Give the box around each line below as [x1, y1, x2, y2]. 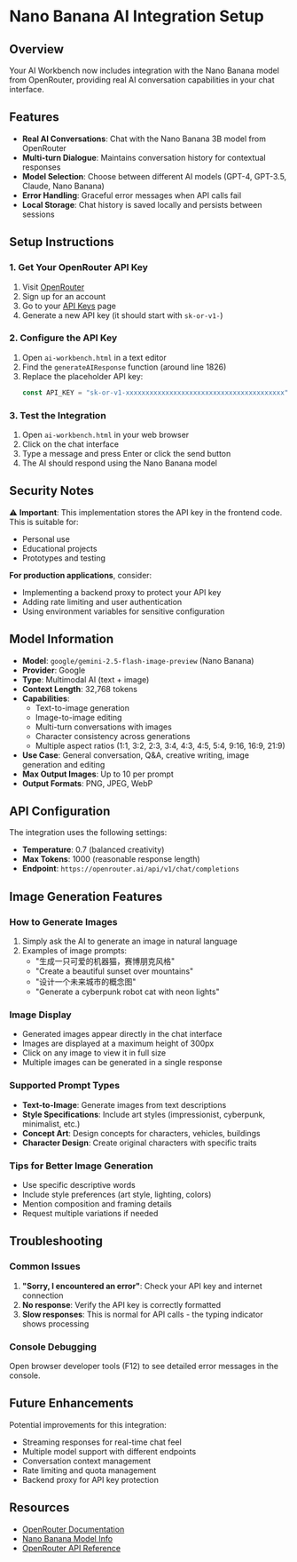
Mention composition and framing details [21, 1198, 173, 1209]
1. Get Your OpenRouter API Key [9, 261, 149, 274]
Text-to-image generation [35, 702, 130, 713]
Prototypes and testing [21, 553, 106, 563]
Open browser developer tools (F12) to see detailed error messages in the [9, 1360, 279, 1371]
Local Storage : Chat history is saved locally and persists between [21, 199, 262, 210]
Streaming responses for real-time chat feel [21, 1437, 182, 1447]
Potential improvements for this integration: [9, 1419, 167, 1430]
